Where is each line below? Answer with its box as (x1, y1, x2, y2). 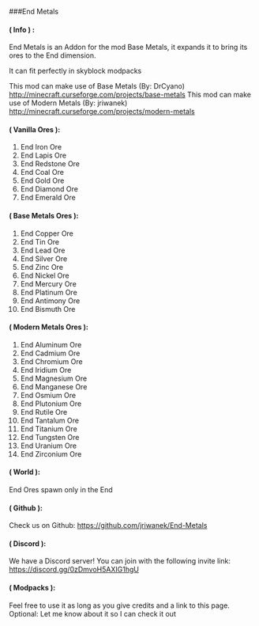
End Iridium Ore (20, 365, 72, 374)
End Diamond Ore (20, 184, 78, 194)
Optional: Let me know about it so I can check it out (9, 609, 176, 618)
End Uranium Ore (20, 441, 77, 450)
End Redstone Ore (20, 159, 81, 169)
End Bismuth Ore (20, 304, 76, 313)
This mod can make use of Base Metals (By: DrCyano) (9, 82, 185, 91)
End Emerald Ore (20, 193, 76, 203)
